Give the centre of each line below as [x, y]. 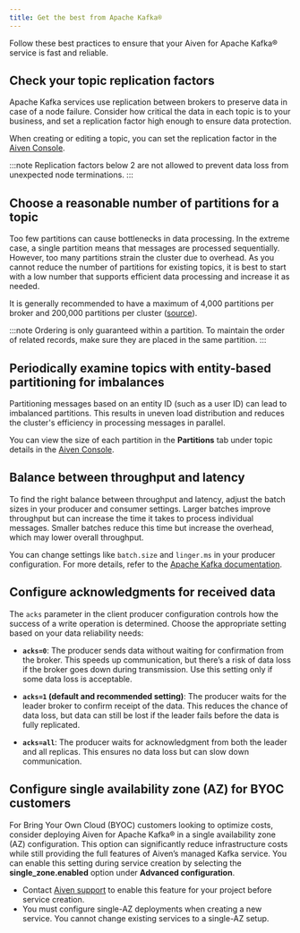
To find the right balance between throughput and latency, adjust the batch [147, 499]
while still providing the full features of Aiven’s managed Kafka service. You [148, 853]
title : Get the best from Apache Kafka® [86, 17]
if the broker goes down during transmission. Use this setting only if [147, 669]
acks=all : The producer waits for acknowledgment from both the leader [154, 742]
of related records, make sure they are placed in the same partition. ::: [138, 340]
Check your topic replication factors [112, 81]
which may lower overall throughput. [77, 537]
